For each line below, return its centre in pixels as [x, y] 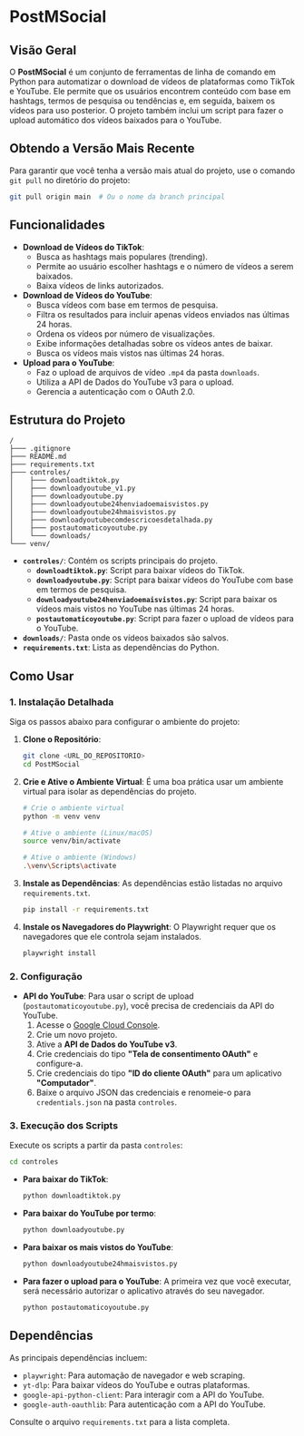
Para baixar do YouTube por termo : [89, 1214]
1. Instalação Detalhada [62, 702]
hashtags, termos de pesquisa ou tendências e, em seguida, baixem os [142, 101]
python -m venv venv [61, 816]
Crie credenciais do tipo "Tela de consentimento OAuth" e [147, 1054]
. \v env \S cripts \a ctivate [69, 866]
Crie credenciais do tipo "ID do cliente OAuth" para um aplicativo [159, 1073]
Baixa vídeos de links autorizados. [100, 285]
